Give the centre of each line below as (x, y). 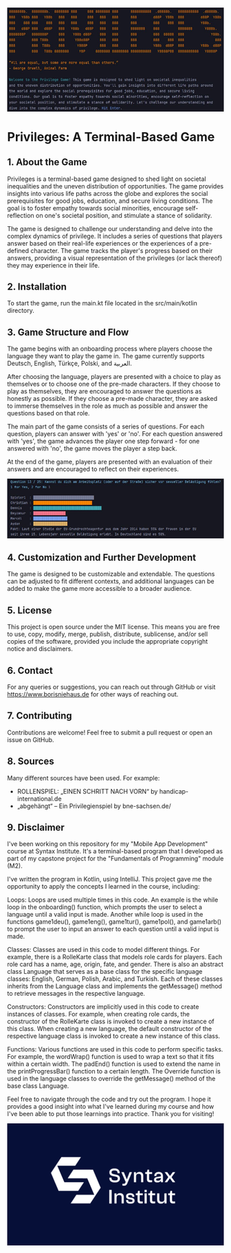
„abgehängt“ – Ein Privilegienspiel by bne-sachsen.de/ (94, 806)
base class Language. (38, 1086)
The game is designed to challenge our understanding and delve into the (110, 228)
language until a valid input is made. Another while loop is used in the (105, 915)
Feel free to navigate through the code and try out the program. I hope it (109, 1099)
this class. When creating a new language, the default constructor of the (109, 1029)
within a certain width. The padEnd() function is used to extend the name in (114, 1064)
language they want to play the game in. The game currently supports (106, 356)
